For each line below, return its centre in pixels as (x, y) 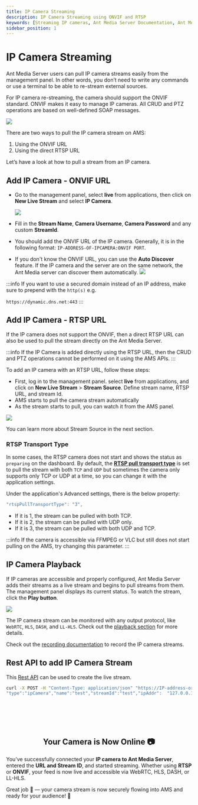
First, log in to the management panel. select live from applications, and (102, 381)
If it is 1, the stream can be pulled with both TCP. (73, 515)
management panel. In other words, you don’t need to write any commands (97, 80)
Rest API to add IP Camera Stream (69, 663)
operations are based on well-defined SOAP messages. (73, 111)
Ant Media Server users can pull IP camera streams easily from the (87, 74)
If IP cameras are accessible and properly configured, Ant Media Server (93, 579)
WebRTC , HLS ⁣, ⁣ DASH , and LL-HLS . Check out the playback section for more (92, 627)
